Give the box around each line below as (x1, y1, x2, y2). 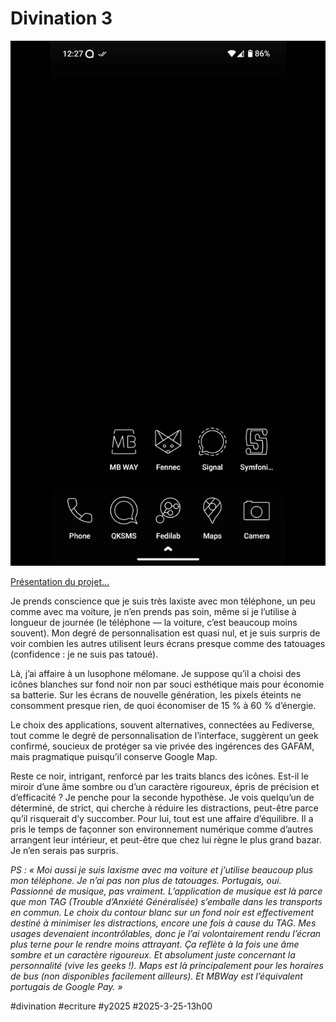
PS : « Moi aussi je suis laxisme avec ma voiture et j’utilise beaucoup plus (10, 864, 314, 876)
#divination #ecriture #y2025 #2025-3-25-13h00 (10, 1000, 213, 1012)
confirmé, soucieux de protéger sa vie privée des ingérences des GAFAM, (10, 740, 315, 752)
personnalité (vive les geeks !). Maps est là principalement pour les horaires (10, 960, 324, 972)
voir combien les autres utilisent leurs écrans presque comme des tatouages (10, 638, 326, 650)
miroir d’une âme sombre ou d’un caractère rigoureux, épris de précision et (10, 781, 320, 793)
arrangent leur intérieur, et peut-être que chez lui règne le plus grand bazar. (10, 834, 322, 846)
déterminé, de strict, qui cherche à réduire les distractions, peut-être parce (10, 802, 319, 814)
